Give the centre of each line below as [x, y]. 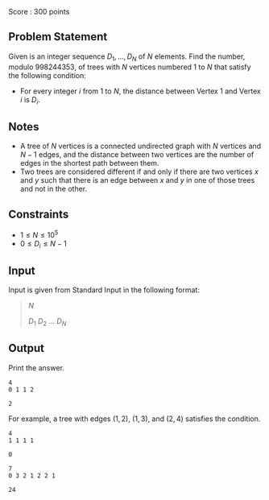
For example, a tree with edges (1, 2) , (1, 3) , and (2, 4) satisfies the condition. [134, 419]
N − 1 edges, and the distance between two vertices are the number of [137, 155]
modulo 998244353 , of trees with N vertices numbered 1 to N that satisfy [130, 67]
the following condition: [47, 75]
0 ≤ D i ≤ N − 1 [43, 244]
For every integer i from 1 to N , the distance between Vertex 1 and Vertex [141, 91]
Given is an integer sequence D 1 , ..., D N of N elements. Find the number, [127, 57]
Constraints [39, 214]
